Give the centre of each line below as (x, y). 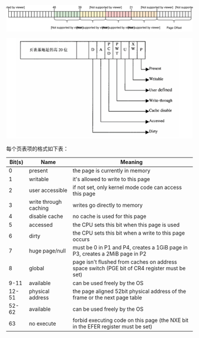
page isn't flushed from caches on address (125, 262)
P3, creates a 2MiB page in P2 (110, 254)
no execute (42, 323)
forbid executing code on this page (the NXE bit (130, 320)
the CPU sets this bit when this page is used (126, 225)
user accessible (48, 190)
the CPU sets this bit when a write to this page (129, 233)
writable (39, 179)
